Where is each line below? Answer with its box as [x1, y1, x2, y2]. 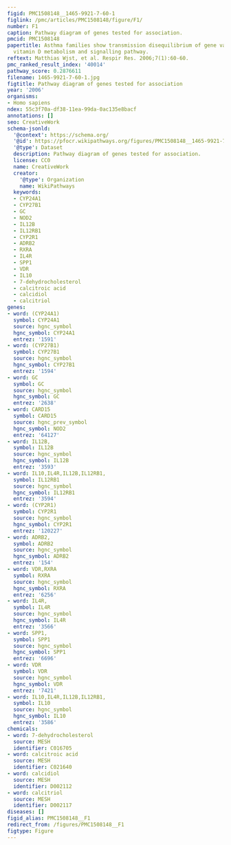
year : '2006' [7, 87, 45, 93]
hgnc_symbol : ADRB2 [13, 553, 69, 560]
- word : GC [7, 374, 38, 381]
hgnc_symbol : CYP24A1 [13, 329, 76, 337]
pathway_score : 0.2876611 [7, 67, 81, 74]
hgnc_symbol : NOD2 [13, 425, 67, 432]
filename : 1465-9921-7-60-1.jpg [7, 74, 100, 81]
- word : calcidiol [7, 770, 60, 777]
